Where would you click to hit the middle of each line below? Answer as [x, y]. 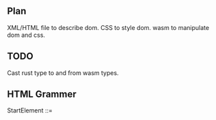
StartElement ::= [30, 110]
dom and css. [26, 35]
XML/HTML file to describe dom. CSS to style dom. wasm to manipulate [108, 27]
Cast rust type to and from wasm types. [63, 73]
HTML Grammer [42, 94]
